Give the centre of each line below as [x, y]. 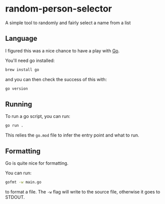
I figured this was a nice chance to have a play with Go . [62, 50]
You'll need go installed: [30, 60]
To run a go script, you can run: [38, 116]
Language [21, 39]
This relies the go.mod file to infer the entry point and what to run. [72, 135]
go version [17, 89]
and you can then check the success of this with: [56, 79]
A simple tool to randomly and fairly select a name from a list [68, 23]
